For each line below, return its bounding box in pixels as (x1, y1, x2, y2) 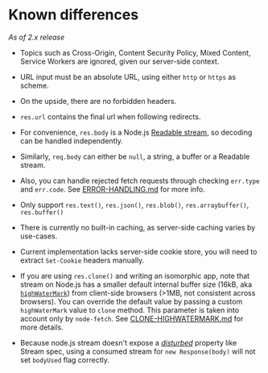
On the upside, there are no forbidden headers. (19, 96, 177, 106)
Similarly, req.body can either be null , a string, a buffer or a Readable (19, 151, 250, 161)
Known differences (8, 6, 139, 24)
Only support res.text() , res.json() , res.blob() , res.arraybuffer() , (19, 200, 249, 209)
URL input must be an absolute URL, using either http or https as (19, 72, 236, 81)
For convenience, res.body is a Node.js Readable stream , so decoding (19, 127, 253, 137)
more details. (19, 322, 64, 332)
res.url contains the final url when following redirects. (19, 111, 201, 122)
